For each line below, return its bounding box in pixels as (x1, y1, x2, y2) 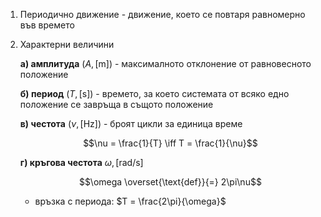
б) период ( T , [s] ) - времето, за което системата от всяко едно (19, 88, 290, 99)
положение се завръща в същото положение (19, 99, 214, 110)
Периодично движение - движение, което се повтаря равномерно (19, 9, 306, 20)
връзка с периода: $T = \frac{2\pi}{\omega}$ (34, 195, 227, 207)
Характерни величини (19, 39, 115, 50)
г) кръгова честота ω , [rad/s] (19, 157, 144, 168)
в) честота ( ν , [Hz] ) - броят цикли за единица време (19, 118, 243, 129)
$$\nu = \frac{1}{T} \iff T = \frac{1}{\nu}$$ (83, 137, 258, 149)
